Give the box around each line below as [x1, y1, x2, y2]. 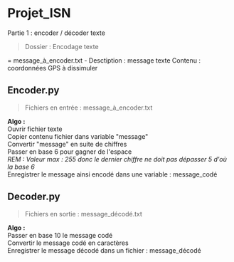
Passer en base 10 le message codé [7, 231, 113, 239]
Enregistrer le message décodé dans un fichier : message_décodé [7, 246, 201, 254]
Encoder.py [7, 84, 60, 97]
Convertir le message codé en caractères [7, 239, 129, 247]
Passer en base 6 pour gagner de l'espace [7, 147, 132, 156]
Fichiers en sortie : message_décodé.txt [24, 209, 142, 218]
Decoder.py [7, 191, 60, 203]
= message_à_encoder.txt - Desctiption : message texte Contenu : [7, 56, 201, 65]
